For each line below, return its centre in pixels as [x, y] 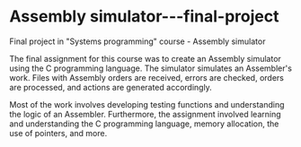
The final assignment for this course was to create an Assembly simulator [145, 58]
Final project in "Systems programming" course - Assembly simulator [137, 41]
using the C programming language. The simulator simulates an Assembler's [150, 68]
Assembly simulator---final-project [144, 17]
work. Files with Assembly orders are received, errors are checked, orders [147, 77]
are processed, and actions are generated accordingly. [111, 87]
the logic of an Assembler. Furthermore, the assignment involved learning [145, 114]
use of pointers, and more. [58, 133]
